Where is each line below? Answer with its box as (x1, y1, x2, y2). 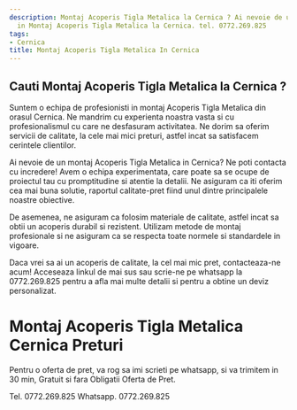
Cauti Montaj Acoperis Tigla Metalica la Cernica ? (9, 79, 287, 94)
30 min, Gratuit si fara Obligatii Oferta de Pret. (9, 374, 177, 384)
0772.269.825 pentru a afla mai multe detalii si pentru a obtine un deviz (9, 275, 270, 286)
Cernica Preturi (9, 336, 124, 355)
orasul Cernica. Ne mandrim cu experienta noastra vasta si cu (9, 112, 234, 122)
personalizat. (9, 285, 57, 296)
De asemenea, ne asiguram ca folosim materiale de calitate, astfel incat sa (9, 212, 280, 222)
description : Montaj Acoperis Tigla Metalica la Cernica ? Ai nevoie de (9, 12, 283, 22)
